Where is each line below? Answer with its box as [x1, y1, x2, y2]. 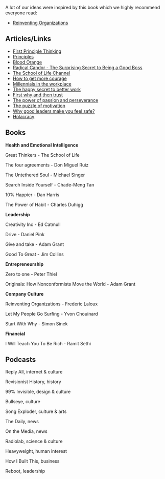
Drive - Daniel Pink [5, 231, 45, 237]
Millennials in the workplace [12, 80, 72, 87]
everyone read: [5, 10, 37, 16]
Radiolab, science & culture [5, 438, 63, 445]
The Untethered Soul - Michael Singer [5, 172, 85, 178]
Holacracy [12, 113, 35, 119]
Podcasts [5, 356, 36, 364]
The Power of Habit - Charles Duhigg [5, 201, 83, 207]
